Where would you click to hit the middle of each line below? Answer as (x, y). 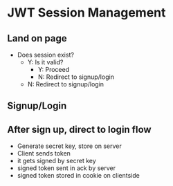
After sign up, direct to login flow (79, 129)
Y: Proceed (54, 69)
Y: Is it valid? (45, 62)
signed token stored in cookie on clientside (78, 176)
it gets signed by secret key (57, 161)
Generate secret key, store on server (70, 146)
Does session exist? (46, 55)
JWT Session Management (86, 13)
